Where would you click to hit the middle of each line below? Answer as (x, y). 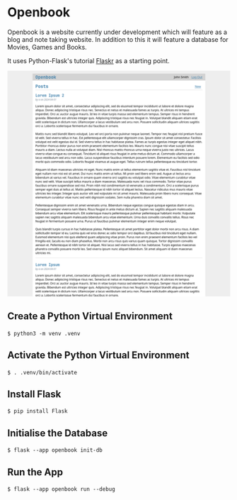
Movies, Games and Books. (47, 47)
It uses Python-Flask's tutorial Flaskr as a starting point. (88, 60)
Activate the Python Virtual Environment (98, 355)
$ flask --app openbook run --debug (61, 489)
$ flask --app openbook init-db (55, 450)
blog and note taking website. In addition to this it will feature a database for (118, 39)
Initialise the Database (58, 433)
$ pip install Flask (38, 411)
